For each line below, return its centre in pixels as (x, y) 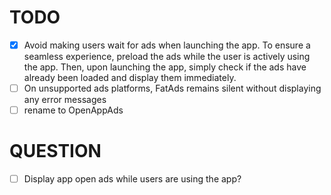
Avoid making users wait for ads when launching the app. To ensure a (167, 45)
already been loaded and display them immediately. (130, 77)
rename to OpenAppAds (73, 110)
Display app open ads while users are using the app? (132, 179)
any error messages (65, 100)
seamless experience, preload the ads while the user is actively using (167, 56)
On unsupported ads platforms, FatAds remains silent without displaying (172, 88)
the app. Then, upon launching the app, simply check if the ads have (165, 67)
